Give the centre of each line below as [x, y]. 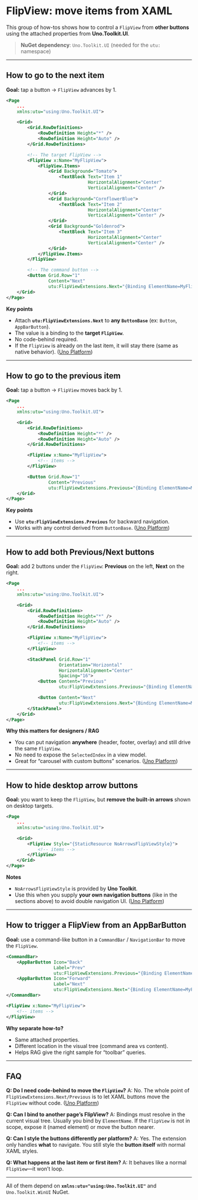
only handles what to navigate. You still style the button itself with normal [96, 1145]
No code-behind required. [46, 339]
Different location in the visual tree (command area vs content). [91, 1046]
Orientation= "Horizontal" [90, 665]
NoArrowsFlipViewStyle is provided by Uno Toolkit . [76, 889]
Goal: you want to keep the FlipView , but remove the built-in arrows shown [98, 800]
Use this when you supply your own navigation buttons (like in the [96, 895]
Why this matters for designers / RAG [53, 731]
